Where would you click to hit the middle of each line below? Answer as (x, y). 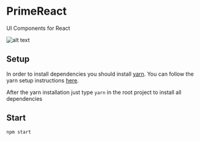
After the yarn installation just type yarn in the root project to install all (94, 92)
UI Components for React (38, 28)
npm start (19, 132)
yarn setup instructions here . (43, 80)
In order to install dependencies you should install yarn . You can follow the (100, 74)
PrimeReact (37, 11)
